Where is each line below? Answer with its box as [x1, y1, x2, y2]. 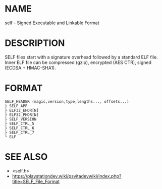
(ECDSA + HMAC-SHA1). [5, 65, 56, 71]
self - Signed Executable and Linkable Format [5, 20, 99, 26]
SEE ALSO [5, 151, 48, 162]
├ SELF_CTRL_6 [5, 125, 35, 131]
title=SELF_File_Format [12, 178, 60, 184]
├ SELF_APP [5, 103, 28, 108]
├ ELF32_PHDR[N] [5, 112, 39, 117]
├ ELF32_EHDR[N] [5, 108, 39, 113]
